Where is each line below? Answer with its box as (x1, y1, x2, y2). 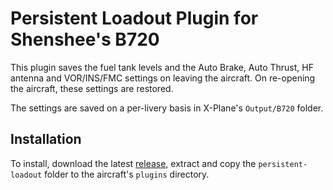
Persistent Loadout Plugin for (10, 7, 259, 30)
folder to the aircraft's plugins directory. (44, 168, 210, 180)
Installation (10, 131, 82, 148)
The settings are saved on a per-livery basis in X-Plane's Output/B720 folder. (10, 102, 324, 114)
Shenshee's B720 (10, 28, 160, 51)
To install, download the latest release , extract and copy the (10, 157, 257, 169)
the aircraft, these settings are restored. (10, 82, 174, 94)
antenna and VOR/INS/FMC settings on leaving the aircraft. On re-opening (10, 72, 316, 84)
